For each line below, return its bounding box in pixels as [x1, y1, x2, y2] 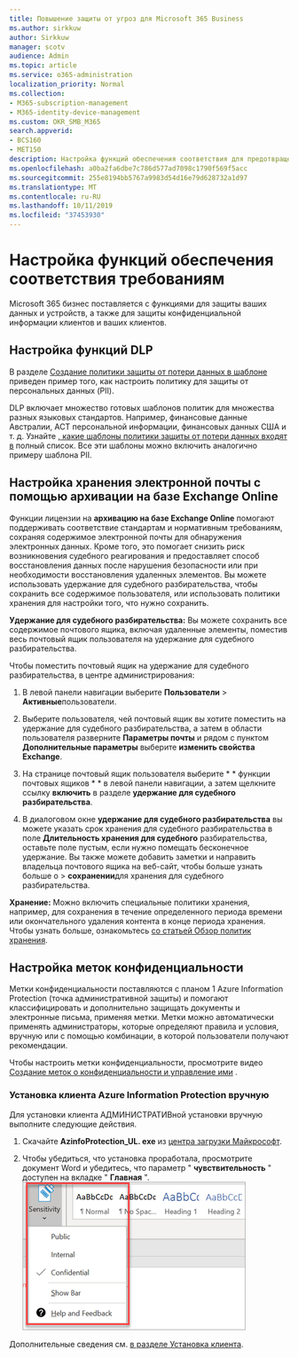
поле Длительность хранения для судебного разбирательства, [21, 832, 268, 843]
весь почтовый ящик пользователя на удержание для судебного [9, 633, 255, 644]
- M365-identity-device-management [9, 107, 141, 117]
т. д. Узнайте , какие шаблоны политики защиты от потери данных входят [9, 430, 288, 441]
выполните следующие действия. [9, 1119, 137, 1129]
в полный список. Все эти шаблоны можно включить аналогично [9, 440, 258, 451]
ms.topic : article [9, 61, 77, 70]
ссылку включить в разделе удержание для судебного [21, 787, 237, 797]
